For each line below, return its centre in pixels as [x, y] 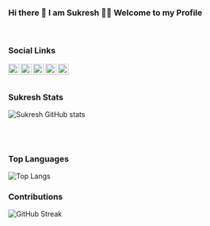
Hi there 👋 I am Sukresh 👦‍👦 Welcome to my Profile [105, 13]
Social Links [32, 51]
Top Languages [39, 158]
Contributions [36, 197]
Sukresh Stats [36, 97]
